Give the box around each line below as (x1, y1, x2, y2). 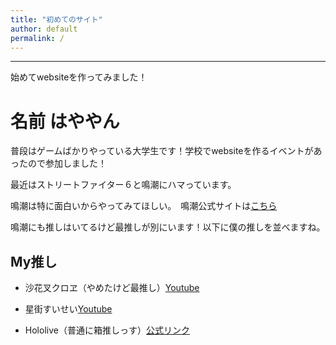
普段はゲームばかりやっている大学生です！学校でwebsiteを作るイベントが (10, 145, 314, 157)
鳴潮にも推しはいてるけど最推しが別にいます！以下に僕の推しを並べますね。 (10, 221, 326, 233)
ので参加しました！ (27, 157, 107, 170)
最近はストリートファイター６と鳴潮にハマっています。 (10, 179, 237, 191)
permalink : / (10, 33, 65, 43)
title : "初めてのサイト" (10, 14, 103, 25)
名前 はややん (10, 110, 120, 133)
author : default (10, 24, 78, 34)
